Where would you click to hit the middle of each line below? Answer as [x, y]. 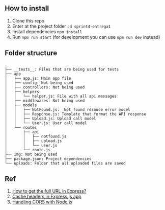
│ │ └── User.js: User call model [46, 123]
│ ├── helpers [22, 91]
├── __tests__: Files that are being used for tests [62, 69]
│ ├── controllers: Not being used [45, 87]
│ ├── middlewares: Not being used [45, 101]
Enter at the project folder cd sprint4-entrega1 [61, 26]
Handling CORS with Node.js [42, 202]
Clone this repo [28, 20]
